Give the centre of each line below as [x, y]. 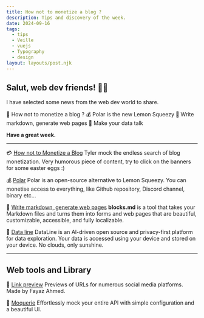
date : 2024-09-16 [28, 23]
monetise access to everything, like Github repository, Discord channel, [96, 189]
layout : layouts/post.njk [39, 63]
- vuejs [22, 46]
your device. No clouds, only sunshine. [55, 245]
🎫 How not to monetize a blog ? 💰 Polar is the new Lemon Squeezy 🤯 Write [100, 115]
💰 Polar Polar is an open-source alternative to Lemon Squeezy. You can [96, 180]
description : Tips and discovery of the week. [66, 18]
